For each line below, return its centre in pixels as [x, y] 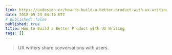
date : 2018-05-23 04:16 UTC [35, 15]
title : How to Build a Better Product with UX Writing [65, 29]
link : [11, 10]
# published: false [26, 19]
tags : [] [15, 33]
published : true [23, 24]
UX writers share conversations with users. [63, 48]
